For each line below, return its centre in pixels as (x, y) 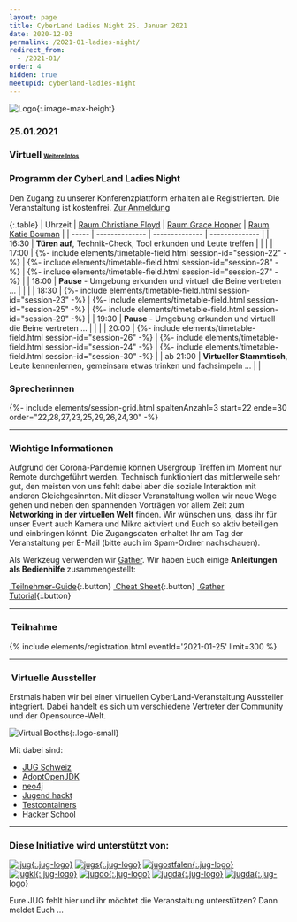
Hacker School (49, 814)
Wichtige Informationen (61, 448)
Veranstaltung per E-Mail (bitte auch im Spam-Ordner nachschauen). (135, 543)
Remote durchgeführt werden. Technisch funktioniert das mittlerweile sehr (145, 477)
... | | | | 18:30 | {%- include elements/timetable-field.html (113, 290)
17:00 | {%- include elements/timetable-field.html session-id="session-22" (145, 252)
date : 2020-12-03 (41, 34)
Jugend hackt (47, 795)
